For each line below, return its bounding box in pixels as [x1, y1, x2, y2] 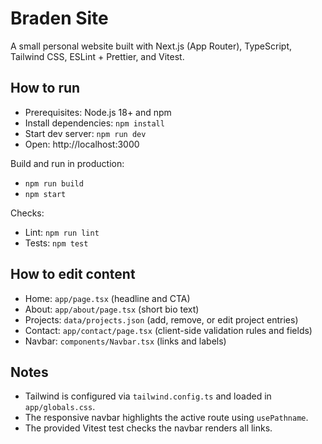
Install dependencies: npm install [24, 117, 165, 129]
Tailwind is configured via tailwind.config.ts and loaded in [24, 390, 272, 402]
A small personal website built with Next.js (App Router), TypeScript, [10, 40, 292, 52]
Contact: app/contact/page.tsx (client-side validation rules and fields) [24, 324, 313, 336]
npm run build [24, 178, 84, 189]
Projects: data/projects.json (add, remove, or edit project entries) [24, 313, 299, 326]
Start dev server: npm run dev [24, 127, 147, 139]
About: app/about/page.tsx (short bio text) [24, 303, 200, 315]
